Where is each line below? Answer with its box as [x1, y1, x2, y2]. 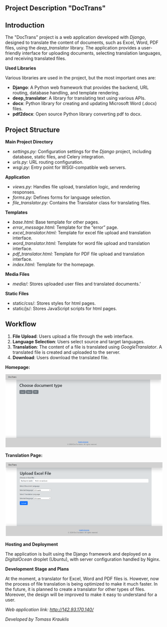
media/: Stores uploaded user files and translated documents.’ [12, 281, 141, 287]
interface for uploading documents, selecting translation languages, [22, 50, 161, 56]
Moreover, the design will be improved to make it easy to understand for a [5, 592, 157, 598]
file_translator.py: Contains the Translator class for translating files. [12, 200, 151, 206]
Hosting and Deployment [5, 542, 58, 548]
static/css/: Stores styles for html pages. [12, 300, 96, 306]
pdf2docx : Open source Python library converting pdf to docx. [12, 111, 142, 117]
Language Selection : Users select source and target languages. [12, 338, 145, 344]
